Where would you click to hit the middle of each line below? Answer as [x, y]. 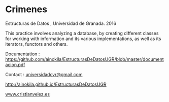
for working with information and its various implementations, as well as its [83, 39]
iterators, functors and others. [37, 44]
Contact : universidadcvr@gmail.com [44, 74]
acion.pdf [15, 64]
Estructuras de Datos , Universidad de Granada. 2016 [61, 23]
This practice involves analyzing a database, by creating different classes [82, 33]
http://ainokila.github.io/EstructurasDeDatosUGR [56, 84]
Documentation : [23, 54]
